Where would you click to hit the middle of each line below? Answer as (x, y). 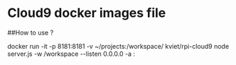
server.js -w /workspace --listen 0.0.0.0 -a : (71, 54)
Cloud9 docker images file (87, 13)
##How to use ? (31, 32)
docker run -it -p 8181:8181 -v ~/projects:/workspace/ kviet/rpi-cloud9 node (118, 46)
